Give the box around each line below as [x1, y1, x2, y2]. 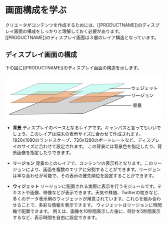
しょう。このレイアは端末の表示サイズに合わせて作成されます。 [12, 131, 143, 137]
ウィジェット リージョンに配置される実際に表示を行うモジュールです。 [12, 183, 158, 189]
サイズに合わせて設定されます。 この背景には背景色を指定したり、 [21, 143, 158, 149]
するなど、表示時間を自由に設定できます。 [12, 214, 100, 220]
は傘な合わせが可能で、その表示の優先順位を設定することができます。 [12, 173, 156, 179]
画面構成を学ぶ [5, 4, 67, 16]
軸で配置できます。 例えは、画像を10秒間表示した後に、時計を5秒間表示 [12, 208, 161, 214]
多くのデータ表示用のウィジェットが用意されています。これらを [12, 196, 143, 202]
